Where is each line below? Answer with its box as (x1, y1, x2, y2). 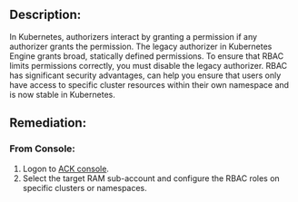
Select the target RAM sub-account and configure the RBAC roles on (22, 172, 280, 184)
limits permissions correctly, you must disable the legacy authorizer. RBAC (9, 60, 288, 71)
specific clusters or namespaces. (22, 182, 147, 193)
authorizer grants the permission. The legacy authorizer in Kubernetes (9, 41, 273, 52)
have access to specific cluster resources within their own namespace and (9, 79, 289, 90)
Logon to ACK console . (22, 163, 109, 174)
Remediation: (9, 115, 87, 130)
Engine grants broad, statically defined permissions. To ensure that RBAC (9, 50, 284, 62)
